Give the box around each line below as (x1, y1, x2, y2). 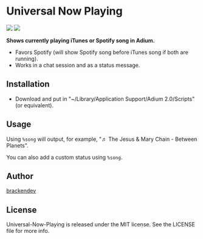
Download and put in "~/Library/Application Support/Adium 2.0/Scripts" (15, 95, 195, 103)
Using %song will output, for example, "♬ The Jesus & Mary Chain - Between (6, 135, 198, 143)
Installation (6, 79, 50, 89)
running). (15, 55, 38, 62)
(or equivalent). (15, 101, 53, 109)
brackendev (6, 187, 36, 195)
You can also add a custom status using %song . (6, 153, 123, 161)
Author (6, 171, 33, 181)
